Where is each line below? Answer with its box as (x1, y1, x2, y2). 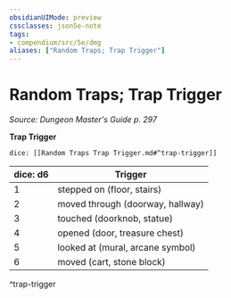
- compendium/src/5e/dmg (9, 37, 102, 47)
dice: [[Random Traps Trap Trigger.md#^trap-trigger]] (9, 149, 218, 158)
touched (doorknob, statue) (57, 212, 174, 225)
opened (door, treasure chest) (57, 227, 185, 239)
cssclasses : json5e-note (9, 21, 102, 30)
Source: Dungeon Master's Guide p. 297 (9, 114, 158, 125)
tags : (9, 29, 29, 38)
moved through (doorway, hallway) (57, 198, 204, 211)
